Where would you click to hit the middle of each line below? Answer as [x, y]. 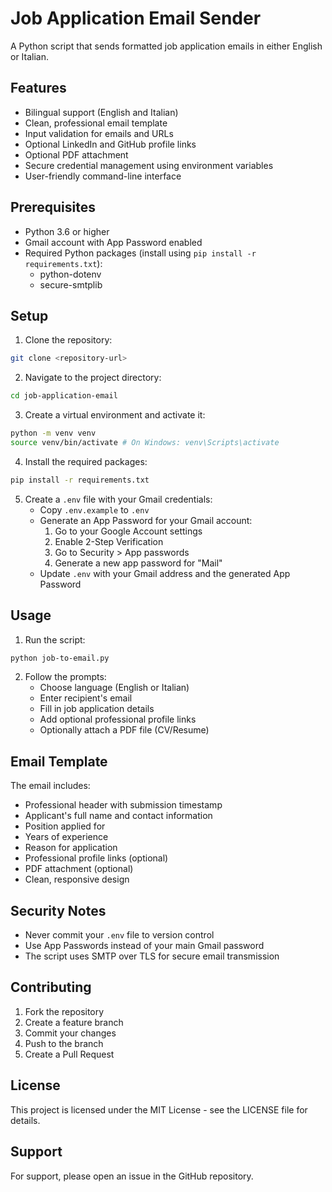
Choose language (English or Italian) [114, 688]
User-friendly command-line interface [103, 176]
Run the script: [55, 639]
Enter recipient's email [86, 698]
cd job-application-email [64, 396]
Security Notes [58, 910]
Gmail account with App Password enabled [113, 242]
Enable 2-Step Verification [109, 541]
